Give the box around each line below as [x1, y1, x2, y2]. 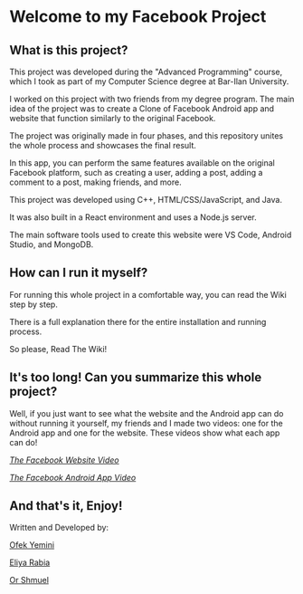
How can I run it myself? [9, 265, 148, 281]
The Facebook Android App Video [9, 472, 137, 483]
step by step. [9, 299, 59, 310]
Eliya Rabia [9, 557, 51, 568]
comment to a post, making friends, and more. [9, 177, 183, 187]
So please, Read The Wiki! [9, 343, 108, 354]
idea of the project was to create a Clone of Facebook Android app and [9, 103, 274, 114]
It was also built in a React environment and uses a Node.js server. [9, 212, 257, 223]
